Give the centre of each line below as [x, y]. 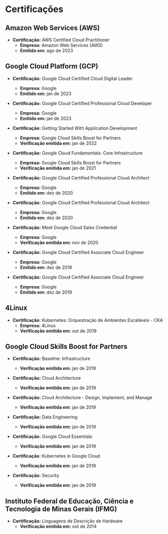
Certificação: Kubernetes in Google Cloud [56, 456]
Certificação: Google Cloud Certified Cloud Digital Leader [72, 78]
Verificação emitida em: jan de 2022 [58, 143]
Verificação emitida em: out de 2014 [58, 526]
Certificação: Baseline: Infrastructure [51, 359]
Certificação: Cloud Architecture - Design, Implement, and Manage [82, 398]
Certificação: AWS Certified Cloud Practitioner [61, 40]
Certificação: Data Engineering [45, 417]
